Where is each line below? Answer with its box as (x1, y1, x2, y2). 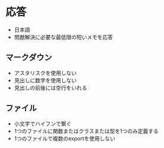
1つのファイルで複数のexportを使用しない (14, 134, 116, 142)
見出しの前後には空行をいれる (14, 84, 87, 91)
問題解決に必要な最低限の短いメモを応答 (14, 33, 113, 40)
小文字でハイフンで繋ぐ (14, 120, 72, 127)
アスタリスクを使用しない (14, 69, 77, 76)
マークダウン (5, 53, 53, 63)
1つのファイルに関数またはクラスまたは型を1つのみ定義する (14, 127, 159, 134)
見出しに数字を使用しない (14, 76, 77, 83)
